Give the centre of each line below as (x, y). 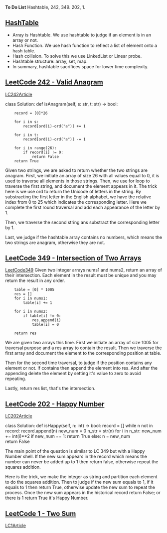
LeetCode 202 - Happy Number (55, 404)
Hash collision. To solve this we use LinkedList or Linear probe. (77, 56)
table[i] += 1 (38, 303)
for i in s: (26, 122)
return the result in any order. (35, 280)
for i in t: (26, 135)
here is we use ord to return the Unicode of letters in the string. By (73, 191)
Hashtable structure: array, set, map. (50, 61)
